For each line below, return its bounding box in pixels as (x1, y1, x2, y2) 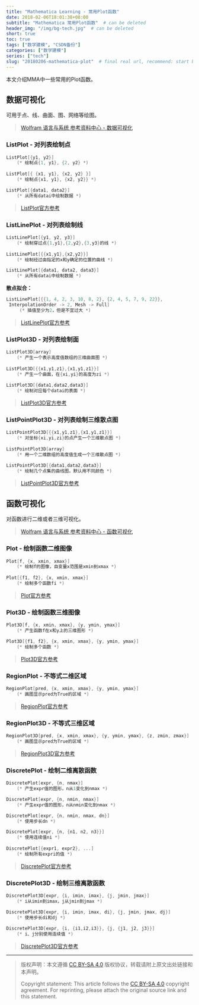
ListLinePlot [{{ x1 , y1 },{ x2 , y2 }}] (6, 251, 89, 257)
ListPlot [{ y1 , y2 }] (6, 154, 54, 161)
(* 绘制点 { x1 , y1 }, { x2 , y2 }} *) (17, 177, 97, 183)
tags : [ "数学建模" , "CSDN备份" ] (6, 42, 81, 48)
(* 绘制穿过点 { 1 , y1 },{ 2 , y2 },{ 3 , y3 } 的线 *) (17, 240, 117, 246)
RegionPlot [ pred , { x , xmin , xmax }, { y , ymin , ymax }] (6, 685, 139, 692)
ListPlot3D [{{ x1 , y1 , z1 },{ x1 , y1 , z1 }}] (6, 365, 99, 372)
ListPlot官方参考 (20, 204, 60, 211)
